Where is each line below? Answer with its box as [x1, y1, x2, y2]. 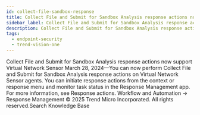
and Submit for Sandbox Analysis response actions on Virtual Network [6, 71, 179, 78]
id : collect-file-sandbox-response [6, 8, 95, 15]
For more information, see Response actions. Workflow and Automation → [6, 90, 187, 97]
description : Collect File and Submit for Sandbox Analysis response [6, 25, 183, 31]
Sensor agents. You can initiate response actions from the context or [6, 76, 174, 84]
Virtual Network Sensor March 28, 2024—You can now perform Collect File [6, 64, 191, 71]
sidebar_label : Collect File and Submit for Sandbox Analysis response [6, 20, 187, 25]
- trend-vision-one [11, 42, 60, 48]
